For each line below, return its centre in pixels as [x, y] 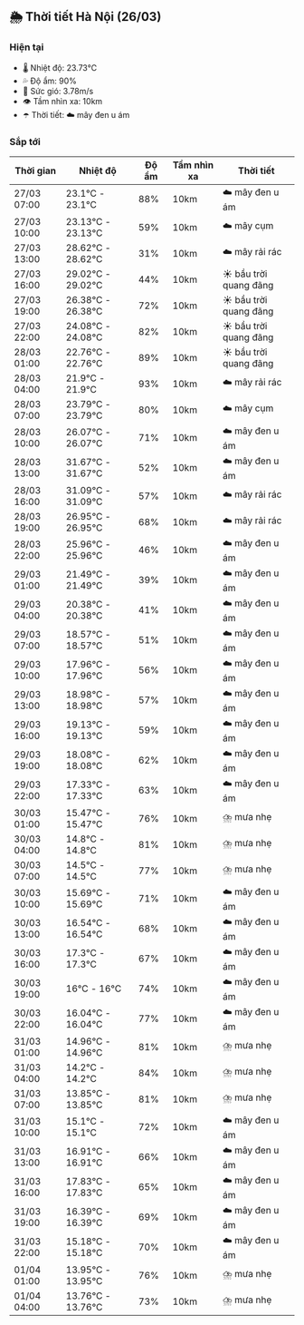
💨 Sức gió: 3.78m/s [58, 91]
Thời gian [36, 170]
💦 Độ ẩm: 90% [49, 81]
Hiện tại [27, 47]
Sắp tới [25, 141]
